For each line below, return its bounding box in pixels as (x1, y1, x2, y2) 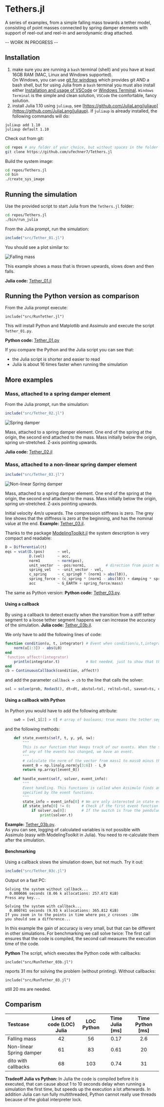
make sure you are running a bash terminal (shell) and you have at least (12, 66, 155, 72)
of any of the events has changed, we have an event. (22, 749, 134, 754)
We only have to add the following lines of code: (5, 632, 102, 638)
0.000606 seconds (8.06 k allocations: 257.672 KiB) (9, 891, 119, 896)
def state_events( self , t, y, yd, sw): (14, 736, 95, 741)
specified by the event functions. (22, 790, 95, 795)
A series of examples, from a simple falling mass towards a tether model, (5, 20, 151, 25)
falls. (5, 268, 15, 274)
